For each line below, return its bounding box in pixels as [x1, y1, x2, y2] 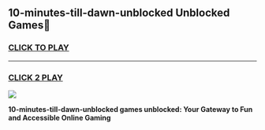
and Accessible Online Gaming [8, 113, 111, 122]
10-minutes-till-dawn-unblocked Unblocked [8, 6, 230, 20]
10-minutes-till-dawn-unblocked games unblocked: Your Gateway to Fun [8, 104, 253, 113]
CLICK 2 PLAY [8, 72, 63, 83]
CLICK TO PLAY [8, 43, 69, 54]
